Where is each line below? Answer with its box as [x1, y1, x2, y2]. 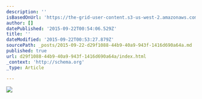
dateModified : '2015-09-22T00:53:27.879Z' [6, 37, 114, 43]
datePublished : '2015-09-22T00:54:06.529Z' [6, 25, 117, 32]
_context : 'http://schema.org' [6, 59, 85, 65]
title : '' [6, 31, 31, 37]
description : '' [6, 8, 47, 15]
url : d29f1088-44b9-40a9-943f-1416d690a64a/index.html [6, 53, 147, 59]
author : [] [6, 20, 34, 26]
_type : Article [6, 64, 44, 71]
